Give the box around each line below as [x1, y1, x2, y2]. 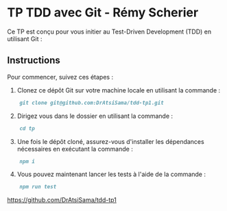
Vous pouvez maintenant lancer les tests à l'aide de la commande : [16, 170, 206, 179]
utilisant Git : [7, 34, 43, 42]
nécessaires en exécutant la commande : [16, 145, 134, 153]
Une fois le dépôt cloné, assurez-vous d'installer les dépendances [16, 137, 204, 145]
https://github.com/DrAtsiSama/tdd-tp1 [7, 196, 117, 204]
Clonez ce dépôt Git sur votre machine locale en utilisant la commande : [16, 86, 221, 94]
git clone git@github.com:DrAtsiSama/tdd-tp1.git [19, 99, 165, 106]
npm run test [19, 184, 57, 190]
